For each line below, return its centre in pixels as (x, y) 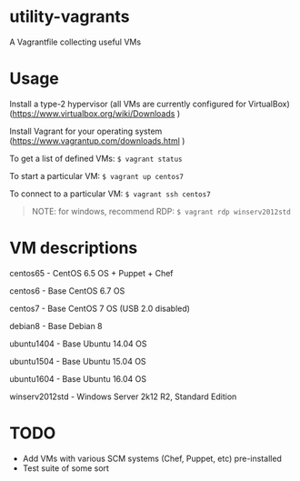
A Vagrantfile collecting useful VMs (75, 42)
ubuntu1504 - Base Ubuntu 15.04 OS (78, 361)
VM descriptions (74, 248)
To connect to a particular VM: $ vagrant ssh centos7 (110, 194)
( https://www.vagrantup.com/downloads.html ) (97, 140)
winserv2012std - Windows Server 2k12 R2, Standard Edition (123, 396)
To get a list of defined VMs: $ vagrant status (96, 158)
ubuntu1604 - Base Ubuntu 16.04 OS (78, 378)
